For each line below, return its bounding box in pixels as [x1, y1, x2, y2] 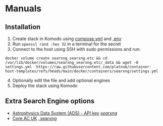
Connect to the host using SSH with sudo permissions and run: [12, 46, 141, 52]
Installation [5, 23, 41, 31]
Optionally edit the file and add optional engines [12, 78, 110, 83]
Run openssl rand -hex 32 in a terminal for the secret [12, 41, 121, 47]
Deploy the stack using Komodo [12, 83, 78, 88]
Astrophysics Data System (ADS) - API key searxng [12, 110, 117, 116]
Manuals [5, 3, 42, 14]
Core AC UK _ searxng [12, 115, 57, 121]
